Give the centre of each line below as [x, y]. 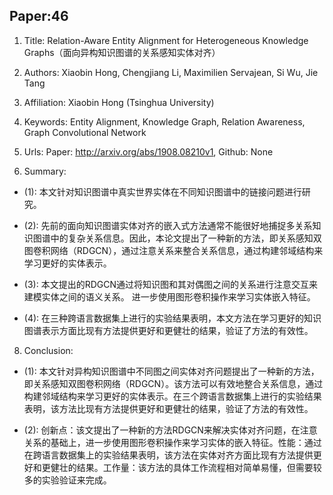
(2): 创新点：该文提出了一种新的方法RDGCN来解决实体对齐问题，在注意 [170, 430]
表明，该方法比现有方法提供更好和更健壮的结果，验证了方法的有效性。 [168, 408]
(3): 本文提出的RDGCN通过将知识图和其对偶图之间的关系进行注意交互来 [170, 284]
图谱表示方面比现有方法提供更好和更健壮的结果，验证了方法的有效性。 [168, 330]
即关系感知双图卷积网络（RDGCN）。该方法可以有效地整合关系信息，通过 [173, 383]
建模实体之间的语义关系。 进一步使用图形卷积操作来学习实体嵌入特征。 [169, 296]
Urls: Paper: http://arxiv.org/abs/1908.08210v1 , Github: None [148, 151]
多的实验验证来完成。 [67, 480]
